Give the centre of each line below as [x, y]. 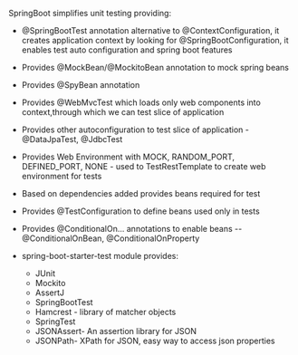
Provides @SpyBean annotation [81, 85]
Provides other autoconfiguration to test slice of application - [135, 130]
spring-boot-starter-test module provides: [100, 256]
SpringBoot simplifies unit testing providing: [90, 13]
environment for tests [62, 176]
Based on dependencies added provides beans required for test [141, 193]
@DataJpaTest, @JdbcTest [72, 139]
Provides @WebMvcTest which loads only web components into [141, 102]
